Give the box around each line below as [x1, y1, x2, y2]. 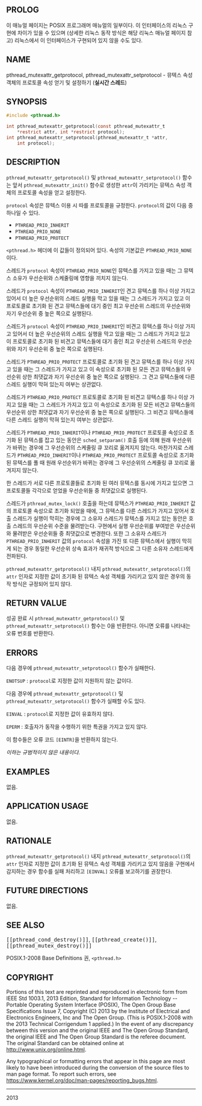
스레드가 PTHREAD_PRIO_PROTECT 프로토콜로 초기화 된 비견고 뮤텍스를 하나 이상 [6, 393, 188, 400]
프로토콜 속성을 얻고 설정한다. [17, 189, 87, 196]
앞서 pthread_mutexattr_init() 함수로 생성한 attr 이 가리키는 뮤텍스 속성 [12, 181, 186, 189]
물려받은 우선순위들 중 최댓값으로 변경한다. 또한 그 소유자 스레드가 [12, 530, 167, 537]
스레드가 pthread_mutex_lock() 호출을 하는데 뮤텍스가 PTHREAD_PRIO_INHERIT [6, 500, 189, 507]
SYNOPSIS [6, 96, 47, 107]
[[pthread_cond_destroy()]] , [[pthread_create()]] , [6, 936, 157, 943]
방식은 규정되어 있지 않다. [12, 580, 72, 587]
